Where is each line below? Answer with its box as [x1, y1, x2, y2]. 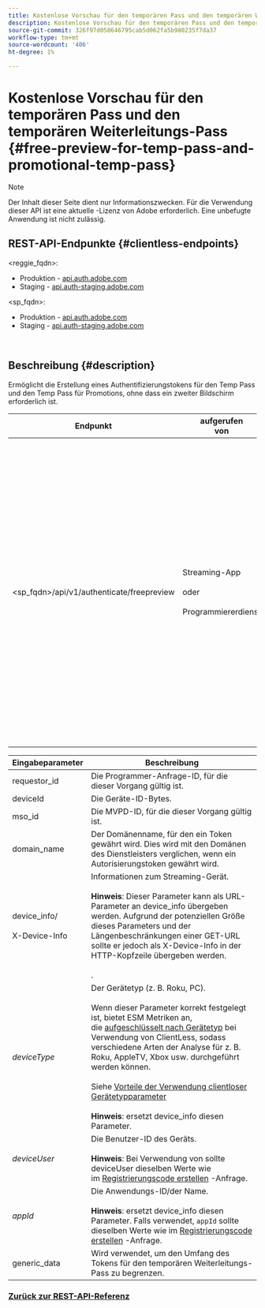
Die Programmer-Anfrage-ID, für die [91, 770, 229, 781]
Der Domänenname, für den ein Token [91, 828, 233, 839]
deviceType [12, 1051, 55, 1062]
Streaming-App [182, 566, 241, 577]
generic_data [12, 1258, 61, 1269]
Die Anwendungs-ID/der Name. [91, 1185, 209, 1196]
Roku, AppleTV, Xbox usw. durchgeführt [91, 1051, 240, 1062]
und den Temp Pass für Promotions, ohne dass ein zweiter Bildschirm [8, 388, 234, 398]
